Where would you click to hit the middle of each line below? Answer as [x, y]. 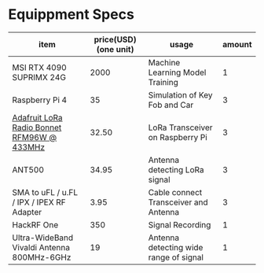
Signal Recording [180, 224]
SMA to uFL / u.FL [45, 192]
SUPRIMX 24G [39, 77]
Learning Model [177, 72]
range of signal [176, 257]
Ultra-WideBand [43, 238]
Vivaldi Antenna [41, 247]
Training [163, 82]
